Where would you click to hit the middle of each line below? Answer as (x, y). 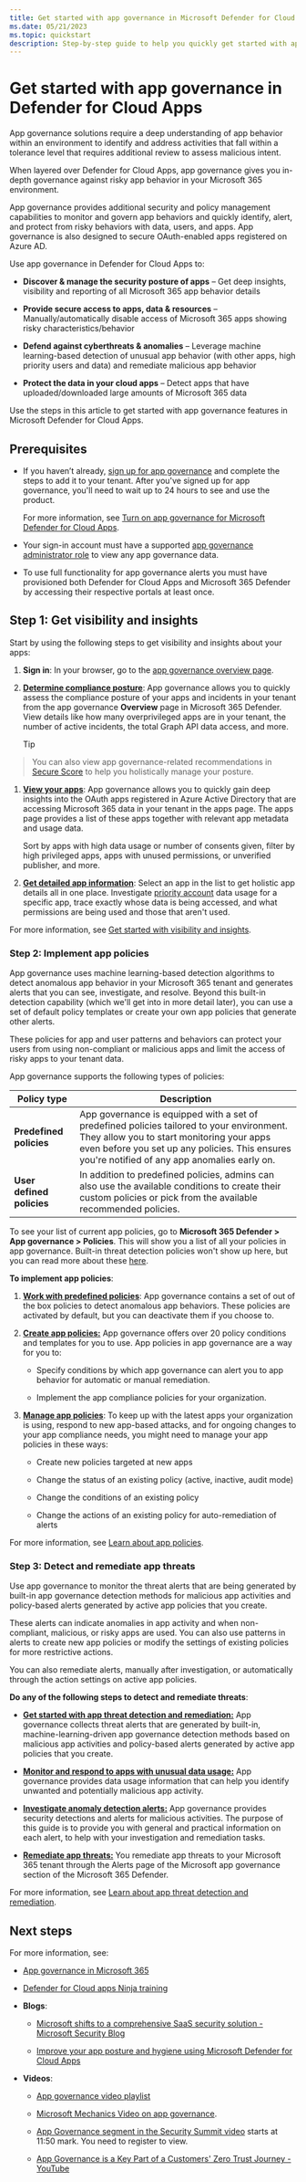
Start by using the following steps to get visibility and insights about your (146, 642)
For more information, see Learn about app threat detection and (129, 1893)
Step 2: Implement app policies (80, 953)
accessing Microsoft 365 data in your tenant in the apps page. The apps (158, 808)
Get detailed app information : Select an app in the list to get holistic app (159, 883)
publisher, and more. (61, 865)
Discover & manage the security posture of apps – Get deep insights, (154, 282)
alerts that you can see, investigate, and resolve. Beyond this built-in (138, 992)
